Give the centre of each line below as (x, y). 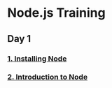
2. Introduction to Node (48, 77)
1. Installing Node (37, 59)
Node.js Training (57, 13)
